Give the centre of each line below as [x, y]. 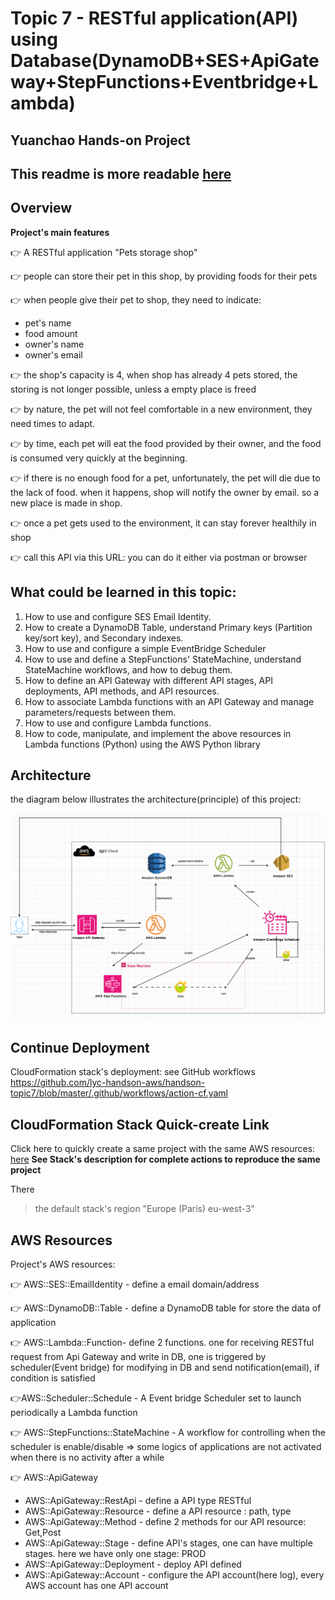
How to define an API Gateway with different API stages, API [148, 680]
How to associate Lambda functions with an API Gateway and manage [169, 701]
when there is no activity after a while [87, 1458]
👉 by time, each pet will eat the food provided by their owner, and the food [166, 443]
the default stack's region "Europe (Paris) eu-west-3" [144, 1209]
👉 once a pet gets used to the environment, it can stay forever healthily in [163, 523]
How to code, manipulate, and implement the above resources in [158, 733]
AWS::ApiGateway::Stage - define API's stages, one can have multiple [168, 1543]
